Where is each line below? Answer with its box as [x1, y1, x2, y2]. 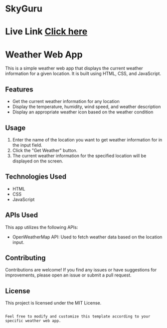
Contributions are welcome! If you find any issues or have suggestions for [5, 267, 157, 273]
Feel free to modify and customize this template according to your [5, 314, 151, 319]
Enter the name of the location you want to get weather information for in [12, 136, 163, 142]
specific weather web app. [5, 318, 61, 323]
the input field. [12, 142, 42, 148]
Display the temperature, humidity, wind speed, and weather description [12, 103, 161, 110]
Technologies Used [5, 172, 66, 181]
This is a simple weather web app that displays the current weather [5, 65, 143, 71]
